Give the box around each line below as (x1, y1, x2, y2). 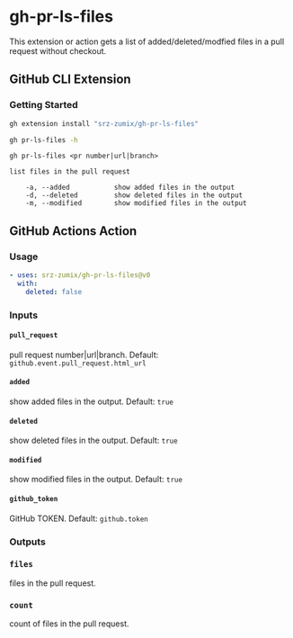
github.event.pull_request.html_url (9, 358, 146, 368)
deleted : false (25, 287, 83, 296)
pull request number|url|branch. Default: (9, 349, 159, 360)
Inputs (9, 309, 39, 321)
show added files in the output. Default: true (9, 396, 173, 407)
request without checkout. (9, 45, 107, 56)
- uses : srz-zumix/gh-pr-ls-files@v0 (9, 271, 151, 280)
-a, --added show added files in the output (25, 183, 235, 193)
